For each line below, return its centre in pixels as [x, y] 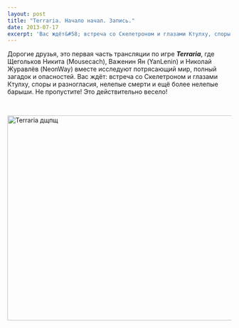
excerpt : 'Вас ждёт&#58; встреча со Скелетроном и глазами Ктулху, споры [119, 34]
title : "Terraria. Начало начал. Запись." [71, 21]
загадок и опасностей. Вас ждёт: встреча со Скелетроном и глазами [113, 77]
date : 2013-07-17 [33, 27]
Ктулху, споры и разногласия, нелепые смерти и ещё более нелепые [113, 84]
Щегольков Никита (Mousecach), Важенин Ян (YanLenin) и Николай [110, 62]
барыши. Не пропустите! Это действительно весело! [87, 92]
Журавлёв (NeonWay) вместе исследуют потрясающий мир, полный [112, 69]
